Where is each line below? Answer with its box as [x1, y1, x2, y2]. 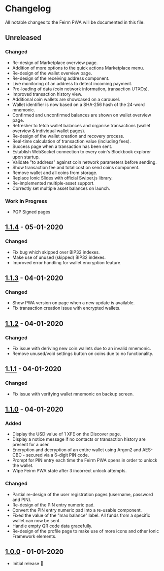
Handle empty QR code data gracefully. [12, 523, 93, 529]
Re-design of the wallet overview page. [12, 70, 93, 76]
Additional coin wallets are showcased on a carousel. [12, 96, 120, 102]
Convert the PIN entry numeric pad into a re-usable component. [12, 507, 142, 513]
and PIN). [12, 497, 32, 502]
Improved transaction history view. [12, 91, 83, 97]
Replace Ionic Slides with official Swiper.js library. [12, 175, 113, 180]
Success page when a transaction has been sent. [12, 143, 112, 149]
